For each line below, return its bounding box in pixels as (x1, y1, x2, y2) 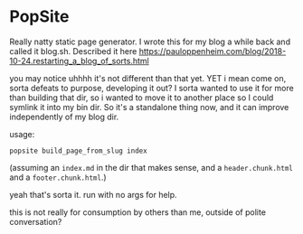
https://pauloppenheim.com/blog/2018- (138, 45, 287, 56)
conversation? (9, 216, 62, 227)
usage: (9, 128, 35, 139)
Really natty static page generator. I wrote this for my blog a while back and (9, 36, 291, 47)
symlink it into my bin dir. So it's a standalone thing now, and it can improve (9, 101, 289, 112)
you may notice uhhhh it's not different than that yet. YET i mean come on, (9, 72, 287, 83)
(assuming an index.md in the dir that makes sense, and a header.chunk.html (9, 162, 294, 173)
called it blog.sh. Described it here (9, 45, 137, 56)
